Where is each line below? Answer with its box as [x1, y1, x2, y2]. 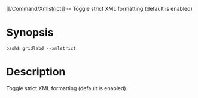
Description [6, 65, 66, 79]
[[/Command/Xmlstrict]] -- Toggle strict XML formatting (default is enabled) [6, 5, 193, 12]
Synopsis [6, 26, 54, 39]
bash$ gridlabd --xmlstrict [6, 45, 77, 51]
